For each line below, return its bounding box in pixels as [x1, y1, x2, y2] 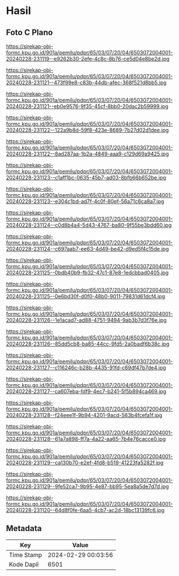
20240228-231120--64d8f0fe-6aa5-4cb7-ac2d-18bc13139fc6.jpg [6, 507, 165, 513]
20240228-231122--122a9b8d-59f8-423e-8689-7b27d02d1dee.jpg [6, 127, 169, 133]
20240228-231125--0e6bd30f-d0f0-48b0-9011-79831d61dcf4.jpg [6, 293, 165, 299]
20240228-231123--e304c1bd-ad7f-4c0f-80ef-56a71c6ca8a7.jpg [6, 198, 164, 205]
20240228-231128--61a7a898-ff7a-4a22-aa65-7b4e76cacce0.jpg [6, 436, 166, 442]
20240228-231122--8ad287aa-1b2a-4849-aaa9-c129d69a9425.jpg [6, 150, 169, 157]
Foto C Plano [6, 27, 53, 37]
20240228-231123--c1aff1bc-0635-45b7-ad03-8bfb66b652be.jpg [6, 174, 166, 181]
